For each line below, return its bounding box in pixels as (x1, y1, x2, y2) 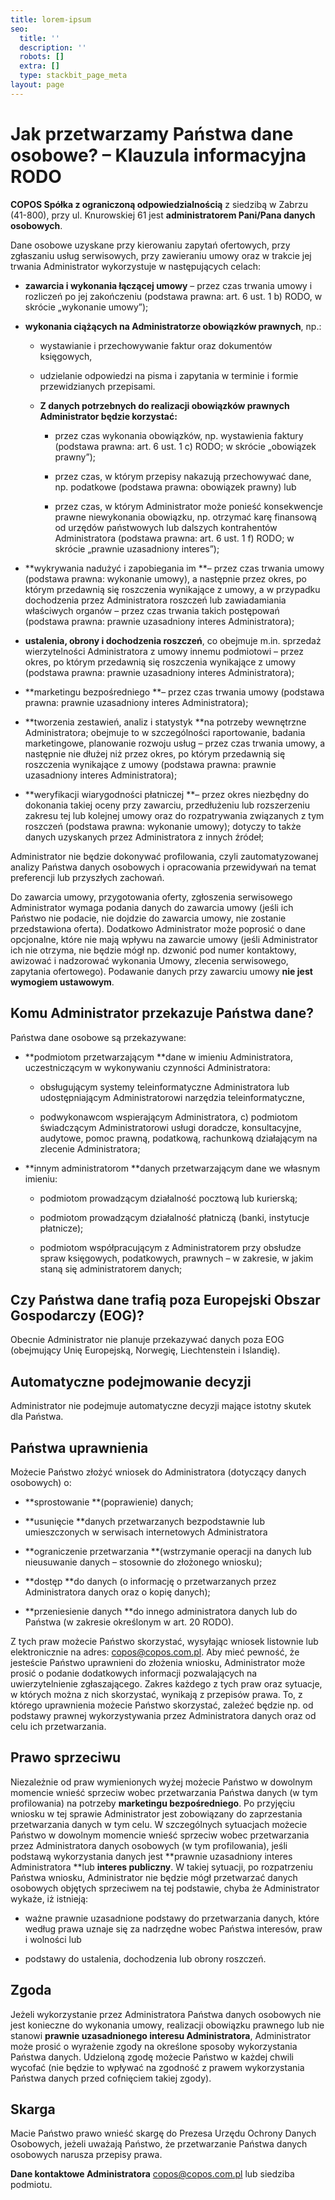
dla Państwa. (10, 1411, 64, 1423)
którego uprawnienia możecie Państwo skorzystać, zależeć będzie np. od (10, 1699, 314, 1711)
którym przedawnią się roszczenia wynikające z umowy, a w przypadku (24, 583, 321, 595)
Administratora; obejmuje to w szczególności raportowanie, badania (24, 726, 306, 738)
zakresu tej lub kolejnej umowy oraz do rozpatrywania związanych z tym (24, 809, 325, 821)
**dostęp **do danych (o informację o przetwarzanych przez (24, 1575, 277, 1587)
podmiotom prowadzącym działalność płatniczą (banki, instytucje (39, 1211, 310, 1223)
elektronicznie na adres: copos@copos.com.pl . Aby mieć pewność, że (10, 1646, 300, 1658)
